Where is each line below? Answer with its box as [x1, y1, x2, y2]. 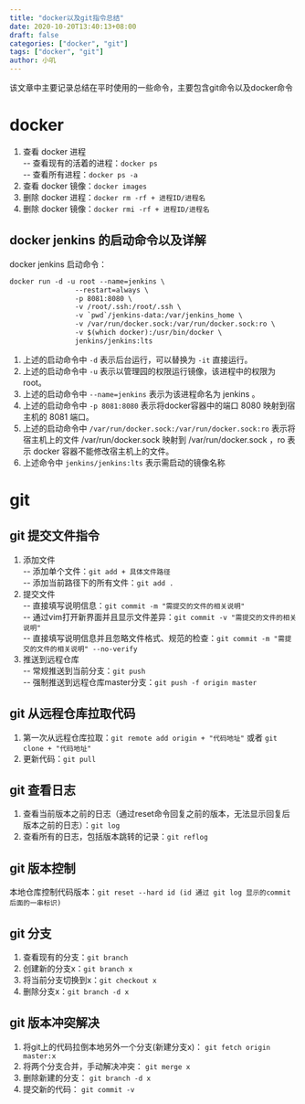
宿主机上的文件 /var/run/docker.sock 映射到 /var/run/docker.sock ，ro [22, 434, 286, 445]
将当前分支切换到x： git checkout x [22, 975, 157, 985]
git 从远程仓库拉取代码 [9, 706, 136, 722]
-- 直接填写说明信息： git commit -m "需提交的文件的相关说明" [22, 600, 245, 611]
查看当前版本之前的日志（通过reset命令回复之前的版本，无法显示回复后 [22, 809, 290, 820]
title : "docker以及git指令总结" [9, 13, 125, 23]
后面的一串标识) [9, 898, 62, 908]
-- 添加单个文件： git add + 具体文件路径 [22, 565, 171, 576]
